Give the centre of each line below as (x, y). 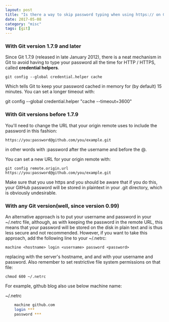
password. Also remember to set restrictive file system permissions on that (83, 262)
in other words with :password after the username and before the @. (76, 149)
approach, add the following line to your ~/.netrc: (56, 238)
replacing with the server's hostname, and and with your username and (79, 257)
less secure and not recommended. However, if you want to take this (76, 233)
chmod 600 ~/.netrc (26, 277)
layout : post (19, 10)
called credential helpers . (32, 68)
